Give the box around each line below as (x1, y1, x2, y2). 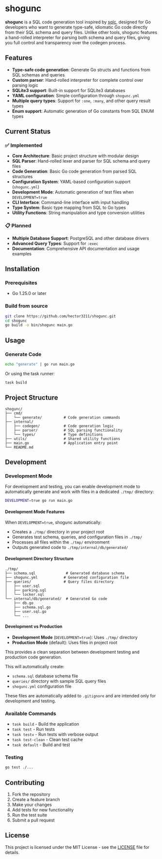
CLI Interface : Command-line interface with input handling (12, 200, 130, 205)
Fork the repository (12, 791, 51, 797)
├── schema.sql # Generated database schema (5, 570, 125, 576)
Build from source (5, 303, 48, 310)
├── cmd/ (5, 411, 23, 416)
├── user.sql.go (14, 609, 47, 614)
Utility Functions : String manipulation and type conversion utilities (12, 210, 145, 216)
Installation (5, 265, 40, 273)
